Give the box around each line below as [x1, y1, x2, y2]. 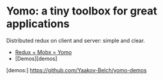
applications [6, 17, 70, 31]
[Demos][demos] [14, 55, 58, 62]
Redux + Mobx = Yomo [14, 48, 72, 55]
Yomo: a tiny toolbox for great [6, 4, 158, 18]
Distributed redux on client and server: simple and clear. [6, 37, 146, 44]
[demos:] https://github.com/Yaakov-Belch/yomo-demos [6, 66, 147, 73]
